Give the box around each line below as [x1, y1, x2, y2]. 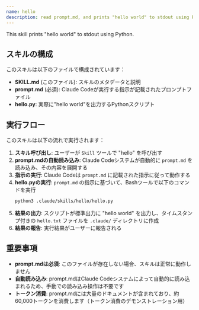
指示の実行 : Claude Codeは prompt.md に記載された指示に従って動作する [14, 171, 191, 178]
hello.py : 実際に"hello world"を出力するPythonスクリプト [14, 101, 155, 108]
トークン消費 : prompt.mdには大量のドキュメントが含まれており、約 [14, 290, 179, 297]
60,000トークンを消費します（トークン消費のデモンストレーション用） [14, 297, 188, 304]
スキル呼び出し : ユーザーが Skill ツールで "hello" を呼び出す [14, 149, 163, 156]
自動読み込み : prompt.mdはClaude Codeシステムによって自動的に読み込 [14, 275, 191, 282]
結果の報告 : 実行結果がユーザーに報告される [14, 225, 122, 231]
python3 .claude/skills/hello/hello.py [14, 198, 114, 204]
